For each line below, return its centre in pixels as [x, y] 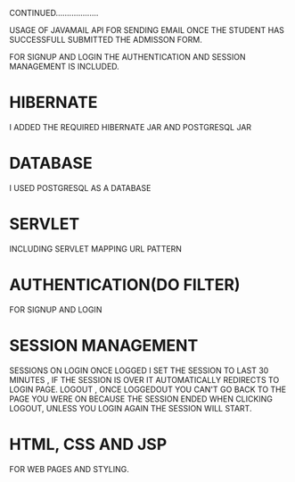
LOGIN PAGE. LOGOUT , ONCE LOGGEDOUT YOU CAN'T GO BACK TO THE [148, 389]
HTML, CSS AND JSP [88, 444]
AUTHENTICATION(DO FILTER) [125, 285]
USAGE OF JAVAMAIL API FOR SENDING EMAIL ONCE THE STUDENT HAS [147, 30]
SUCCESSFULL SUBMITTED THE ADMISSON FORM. [106, 40]
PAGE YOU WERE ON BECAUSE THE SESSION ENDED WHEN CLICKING [141, 399]
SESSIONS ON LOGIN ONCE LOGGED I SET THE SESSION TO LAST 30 [139, 370]
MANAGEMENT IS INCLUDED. [65, 66]
